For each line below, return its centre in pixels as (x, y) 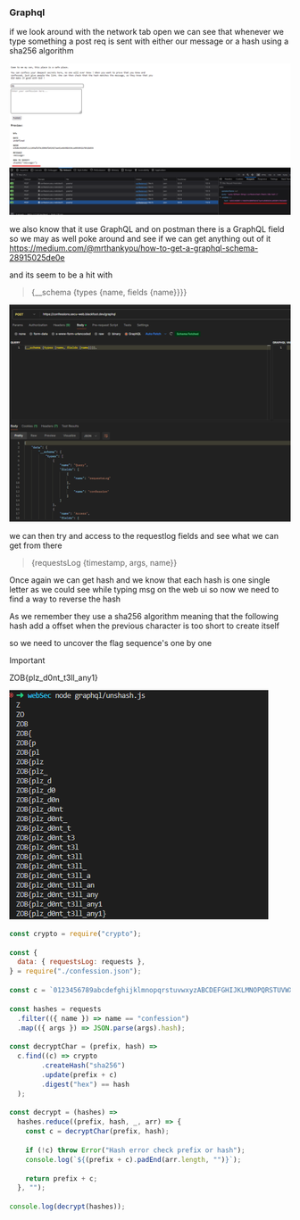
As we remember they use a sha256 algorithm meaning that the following (144, 616)
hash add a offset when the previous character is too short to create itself (144, 626)
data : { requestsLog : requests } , (81, 962)
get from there (36, 545)
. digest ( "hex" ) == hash (85, 1084)
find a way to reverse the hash (65, 599)
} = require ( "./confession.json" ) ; (75, 971)
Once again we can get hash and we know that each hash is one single (140, 580)
